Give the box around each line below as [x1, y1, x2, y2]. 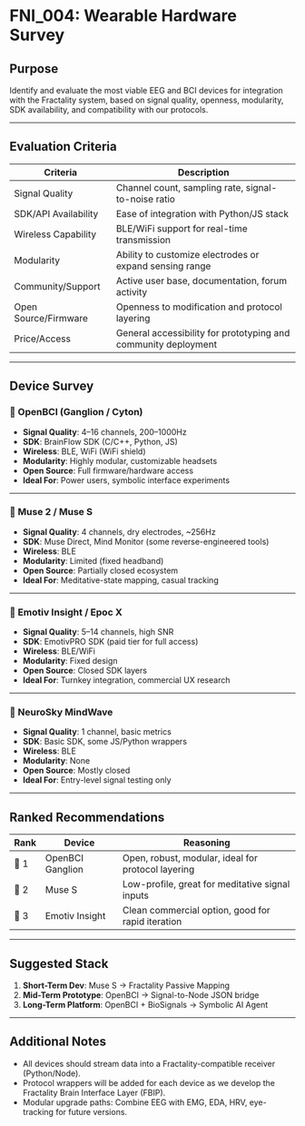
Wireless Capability [14, 228, 97, 241]
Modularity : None [22, 756, 91, 766]
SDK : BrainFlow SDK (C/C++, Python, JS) [22, 436, 179, 447]
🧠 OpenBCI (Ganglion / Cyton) [9, 406, 143, 419]
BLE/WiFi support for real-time [115, 222, 248, 234]
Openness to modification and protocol [115, 301, 283, 313]
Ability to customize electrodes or [115, 248, 260, 261]
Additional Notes [9, 1034, 107, 1050]
